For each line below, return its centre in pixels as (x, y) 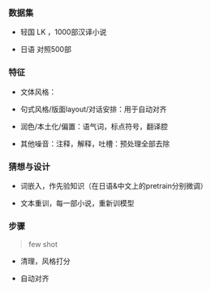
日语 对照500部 (45, 50)
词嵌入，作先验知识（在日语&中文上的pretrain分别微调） (114, 185)
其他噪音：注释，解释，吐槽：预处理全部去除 (95, 143)
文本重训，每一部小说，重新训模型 (77, 203)
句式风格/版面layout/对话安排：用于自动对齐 (93, 109)
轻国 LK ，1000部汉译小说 (63, 32)
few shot (43, 245)
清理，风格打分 (45, 261)
